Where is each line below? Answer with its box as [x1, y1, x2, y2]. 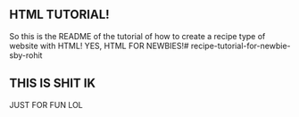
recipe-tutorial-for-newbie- [190, 40, 291, 51]
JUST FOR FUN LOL [9, 99, 83, 110]
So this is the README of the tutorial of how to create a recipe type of [9, 30, 266, 41]
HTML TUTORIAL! [9, 7, 110, 22]
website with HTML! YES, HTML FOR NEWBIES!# [9, 40, 189, 51]
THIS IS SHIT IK [9, 76, 96, 91]
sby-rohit [9, 49, 43, 61]
